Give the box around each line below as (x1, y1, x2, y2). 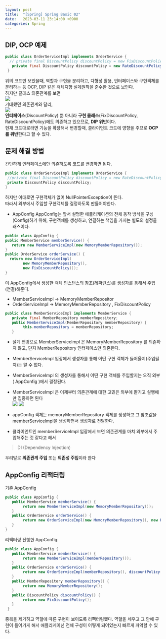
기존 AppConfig (5, 485, 37, 491)
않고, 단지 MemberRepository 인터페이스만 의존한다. (17, 345, 120, 351)
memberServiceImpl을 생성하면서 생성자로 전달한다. (12, 418, 115, 424)
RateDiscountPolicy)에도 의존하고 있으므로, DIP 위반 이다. (5, 119, 117, 125)
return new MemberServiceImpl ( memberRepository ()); (23, 556, 132, 561)
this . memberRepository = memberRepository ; (23, 324, 114, 330)
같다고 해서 (35, 435, 56, 441)
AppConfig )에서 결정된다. (15, 379, 67, 384)
